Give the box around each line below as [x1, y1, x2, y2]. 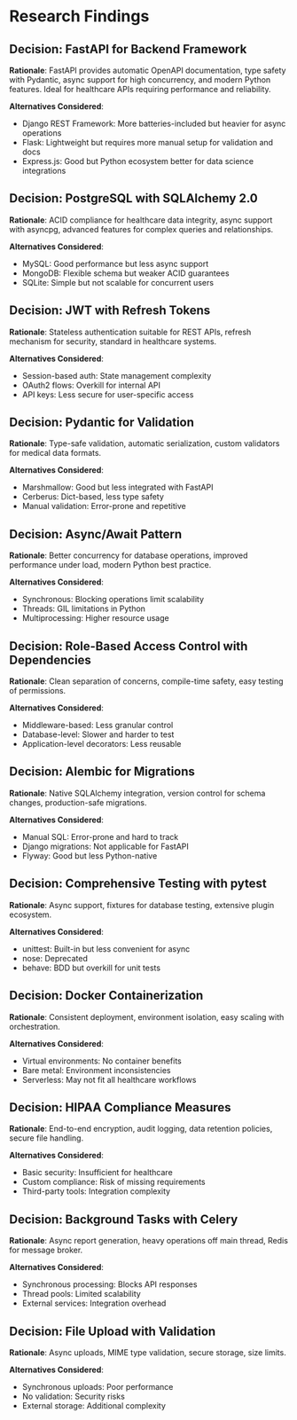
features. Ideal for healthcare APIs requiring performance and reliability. [9, 84, 272, 94]
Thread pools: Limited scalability [21, 1289, 142, 1299]
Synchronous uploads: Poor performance [21, 1381, 174, 1392]
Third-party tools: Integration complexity [21, 1186, 171, 1196]
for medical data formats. [9, 448, 102, 459]
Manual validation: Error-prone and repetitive [21, 501, 186, 512]
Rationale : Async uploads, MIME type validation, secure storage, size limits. [9, 1346, 286, 1358]
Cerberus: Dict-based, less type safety [21, 491, 164, 502]
